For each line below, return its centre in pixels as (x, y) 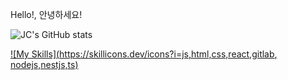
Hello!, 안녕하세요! (46, 14)
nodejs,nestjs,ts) (44, 64)
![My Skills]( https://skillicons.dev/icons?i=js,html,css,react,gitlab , (144, 54)
